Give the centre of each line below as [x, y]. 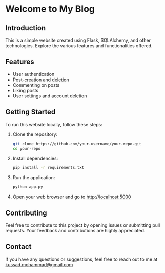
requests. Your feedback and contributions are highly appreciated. [75, 230]
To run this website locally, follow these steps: [54, 124]
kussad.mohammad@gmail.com [39, 264]
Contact [18, 247]
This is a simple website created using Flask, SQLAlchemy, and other [78, 40]
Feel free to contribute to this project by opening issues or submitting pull [83, 225]
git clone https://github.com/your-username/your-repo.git [77, 144]
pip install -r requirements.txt [48, 168]
